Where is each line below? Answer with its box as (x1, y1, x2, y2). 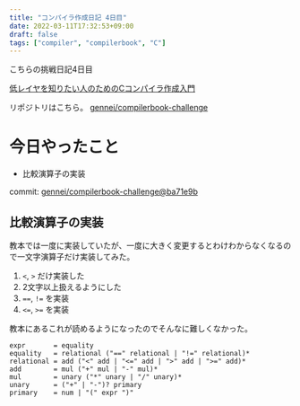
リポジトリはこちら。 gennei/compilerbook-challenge (9, 102, 209, 113)
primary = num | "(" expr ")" (9, 388, 134, 397)
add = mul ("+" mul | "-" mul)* (9, 365, 159, 374)
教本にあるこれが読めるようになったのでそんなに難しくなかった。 (9, 323, 253, 333)
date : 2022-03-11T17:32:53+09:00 (9, 22, 134, 31)
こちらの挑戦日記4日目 (9, 64, 94, 75)
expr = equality (9, 341, 94, 350)
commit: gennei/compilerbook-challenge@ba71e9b (9, 186, 199, 198)
